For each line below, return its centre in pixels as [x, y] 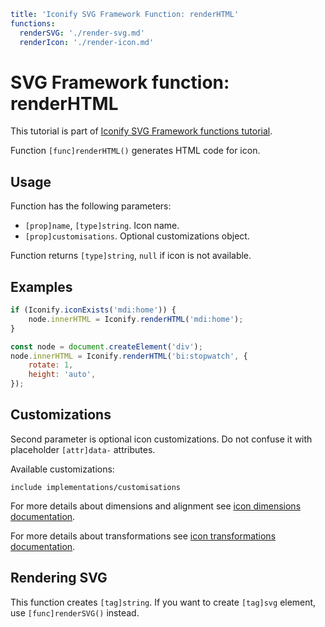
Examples [41, 286]
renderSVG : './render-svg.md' [82, 33]
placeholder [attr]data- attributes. [83, 449]
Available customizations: [62, 469]
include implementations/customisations [96, 487]
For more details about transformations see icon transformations [143, 536]
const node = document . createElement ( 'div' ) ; [106, 346]
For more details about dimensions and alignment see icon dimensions [156, 506]
